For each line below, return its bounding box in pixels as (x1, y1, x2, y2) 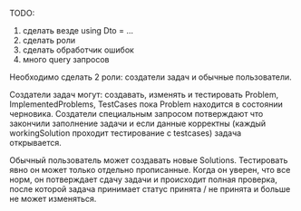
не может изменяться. (9, 194, 97, 204)
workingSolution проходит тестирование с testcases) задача (9, 128, 242, 139)
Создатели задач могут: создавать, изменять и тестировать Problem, (9, 90, 279, 100)
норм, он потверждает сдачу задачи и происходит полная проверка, (9, 174, 278, 185)
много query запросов (22, 54, 110, 64)
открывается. (9, 138, 62, 148)
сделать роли (22, 35, 76, 45)
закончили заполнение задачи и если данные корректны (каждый (9, 118, 267, 129)
